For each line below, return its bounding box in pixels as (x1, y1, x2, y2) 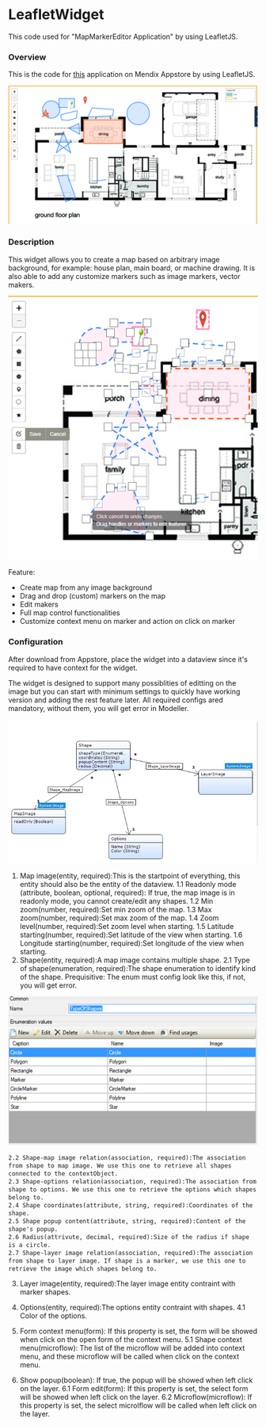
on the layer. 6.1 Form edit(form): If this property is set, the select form (19, 1384, 249, 1394)
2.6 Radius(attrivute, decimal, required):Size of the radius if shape (8, 1233, 249, 1241)
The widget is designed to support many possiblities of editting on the (8, 678, 237, 687)
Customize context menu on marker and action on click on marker (19, 617, 236, 626)
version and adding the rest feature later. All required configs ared (8, 695, 223, 705)
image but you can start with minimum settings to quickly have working (8, 686, 241, 696)
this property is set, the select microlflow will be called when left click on (19, 1401, 257, 1410)
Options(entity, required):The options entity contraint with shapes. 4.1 (19, 1302, 245, 1313)
